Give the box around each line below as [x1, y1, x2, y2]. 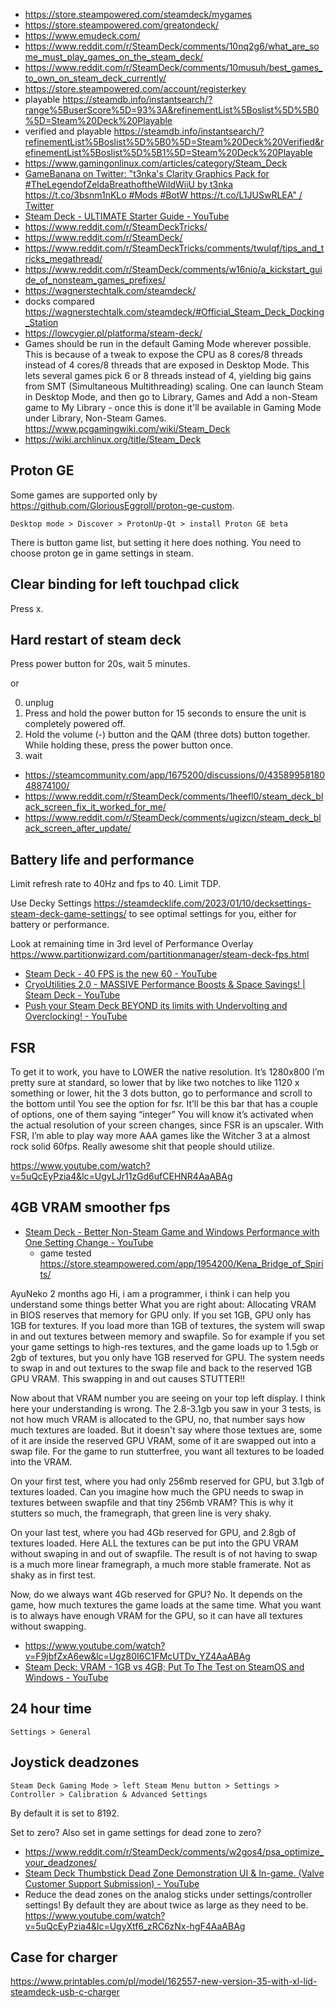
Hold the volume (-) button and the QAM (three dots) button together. [24, 729, 311, 741]
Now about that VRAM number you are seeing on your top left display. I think [10, 1392, 327, 1404]
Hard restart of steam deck [10, 632, 182, 649]
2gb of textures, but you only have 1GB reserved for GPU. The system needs [10, 1351, 325, 1363]
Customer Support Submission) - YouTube [24, 1877, 200, 1889]
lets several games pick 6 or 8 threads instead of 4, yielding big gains [24, 370, 312, 381]
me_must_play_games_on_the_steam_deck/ [24, 51, 204, 63]
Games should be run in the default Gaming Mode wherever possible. [24, 338, 312, 349]
